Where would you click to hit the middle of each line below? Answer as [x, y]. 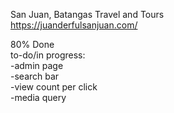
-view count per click [54, 87]
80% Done [32, 44]
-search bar [35, 76]
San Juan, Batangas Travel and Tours [87, 14]
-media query [38, 97]
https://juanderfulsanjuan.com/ [74, 25]
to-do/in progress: [48, 55]
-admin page [37, 65]
